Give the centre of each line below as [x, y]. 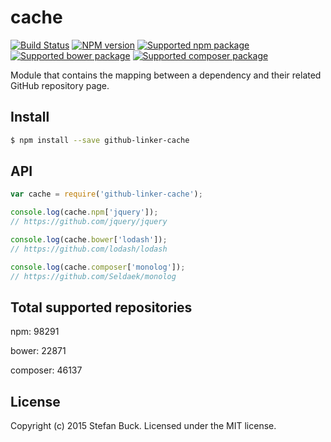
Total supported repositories [101, 307]
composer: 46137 [46, 370]
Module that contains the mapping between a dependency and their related [166, 75]
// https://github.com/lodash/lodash [89, 249]
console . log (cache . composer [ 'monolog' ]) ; [98, 267]
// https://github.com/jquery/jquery [89, 222]
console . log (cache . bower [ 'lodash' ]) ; [89, 240]
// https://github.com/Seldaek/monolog [93, 276]
